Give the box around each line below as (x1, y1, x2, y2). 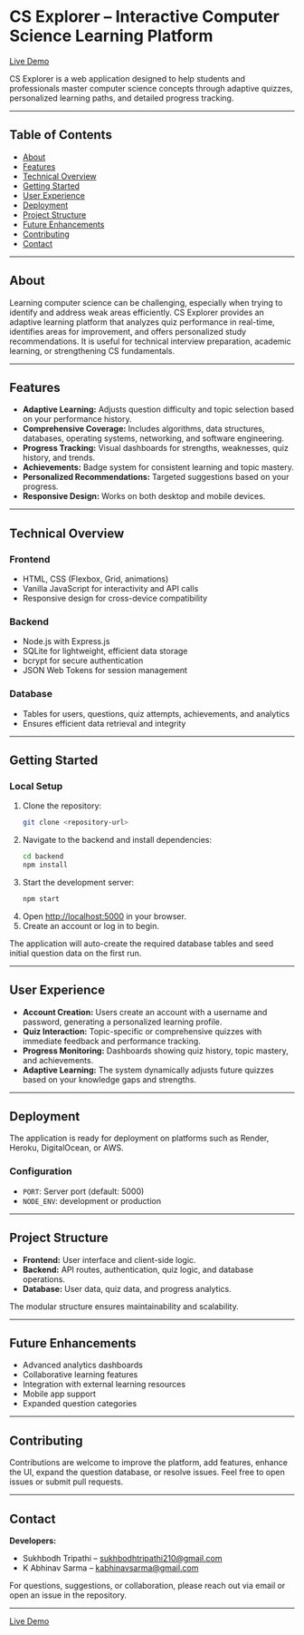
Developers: (9, 1535, 57, 1546)
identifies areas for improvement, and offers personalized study (9, 326, 247, 337)
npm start (22, 894, 61, 904)
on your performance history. (22, 414, 132, 425)
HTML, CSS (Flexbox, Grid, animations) (22, 573, 169, 584)
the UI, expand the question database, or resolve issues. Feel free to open (9, 1467, 285, 1478)
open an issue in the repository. (9, 1590, 128, 1601)
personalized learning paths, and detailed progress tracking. (9, 93, 234, 103)
